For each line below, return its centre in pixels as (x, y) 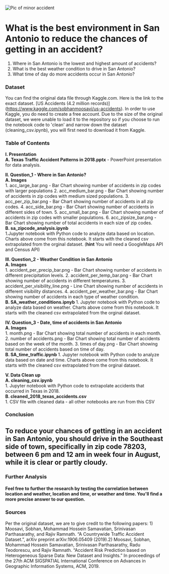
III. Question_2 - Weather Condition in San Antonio (59, 259)
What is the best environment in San (82, 28)
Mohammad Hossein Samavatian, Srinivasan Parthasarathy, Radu (73, 545)
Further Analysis (26, 476)
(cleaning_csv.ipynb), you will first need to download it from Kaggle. (75, 130)
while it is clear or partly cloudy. (57, 462)
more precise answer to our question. (45, 499)
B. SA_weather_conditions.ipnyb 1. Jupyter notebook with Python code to (82, 302)
